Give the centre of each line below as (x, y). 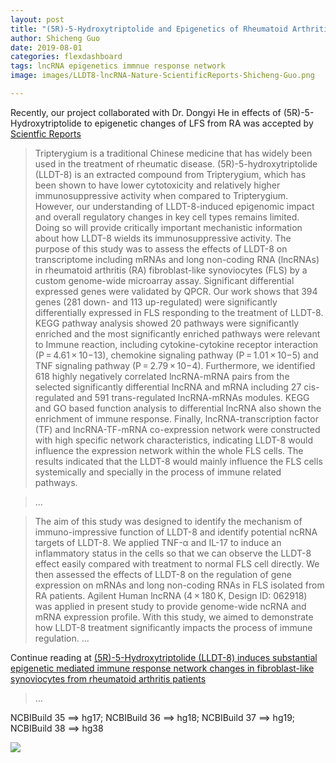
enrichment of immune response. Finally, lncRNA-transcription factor (176, 418)
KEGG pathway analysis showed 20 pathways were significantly (167, 323)
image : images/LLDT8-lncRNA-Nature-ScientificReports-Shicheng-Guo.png (162, 76)
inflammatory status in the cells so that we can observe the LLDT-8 (173, 553)
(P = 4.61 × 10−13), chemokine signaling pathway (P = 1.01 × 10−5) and (176, 355)
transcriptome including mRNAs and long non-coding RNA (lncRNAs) (177, 259)
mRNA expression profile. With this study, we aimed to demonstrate (174, 617)
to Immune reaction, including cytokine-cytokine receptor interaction (176, 344)
